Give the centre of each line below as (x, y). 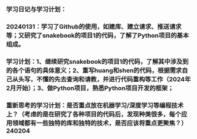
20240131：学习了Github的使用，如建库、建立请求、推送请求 (94, 27)
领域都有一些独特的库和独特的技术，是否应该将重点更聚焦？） (100, 123)
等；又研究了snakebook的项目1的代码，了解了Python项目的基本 (98, 35)
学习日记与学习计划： (36, 9)
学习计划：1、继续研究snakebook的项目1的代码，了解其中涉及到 (97, 61)
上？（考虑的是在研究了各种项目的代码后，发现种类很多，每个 (94, 114)
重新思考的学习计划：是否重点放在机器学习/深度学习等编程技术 (95, 105)
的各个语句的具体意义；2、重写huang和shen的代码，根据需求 (94, 70)
